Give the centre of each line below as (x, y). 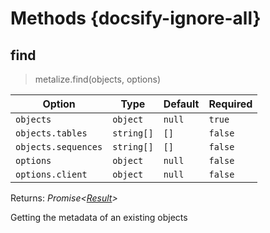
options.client (51, 174)
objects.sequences (59, 147)
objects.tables (51, 133)
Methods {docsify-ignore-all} (136, 18)
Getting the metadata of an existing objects (99, 217)
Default (181, 104)
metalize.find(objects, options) (98, 79)
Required (230, 104)
